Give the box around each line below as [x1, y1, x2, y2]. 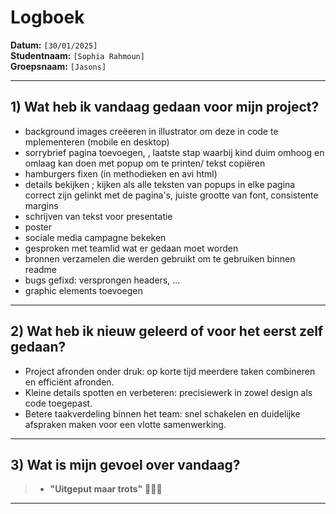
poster [24, 221, 53, 233]
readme [24, 263, 57, 275]
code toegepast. [24, 397, 93, 409]
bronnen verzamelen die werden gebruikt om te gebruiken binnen [24, 252, 296, 265]
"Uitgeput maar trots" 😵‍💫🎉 [49, 483, 163, 495]
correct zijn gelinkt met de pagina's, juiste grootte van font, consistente [24, 189, 319, 201]
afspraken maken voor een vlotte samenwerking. [24, 418, 227, 430]
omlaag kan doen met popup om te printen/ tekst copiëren [24, 157, 266, 169]
